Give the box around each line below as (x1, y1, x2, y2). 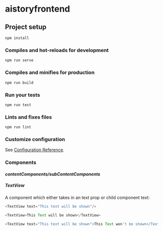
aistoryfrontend (5, 3, 70, 15)
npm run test (5, 102, 32, 107)
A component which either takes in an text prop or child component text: (5, 195, 150, 200)
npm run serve (5, 58, 34, 63)
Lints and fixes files (5, 113, 52, 120)
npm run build (5, 80, 34, 85)
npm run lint (5, 125, 32, 130)
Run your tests (5, 91, 40, 98)
